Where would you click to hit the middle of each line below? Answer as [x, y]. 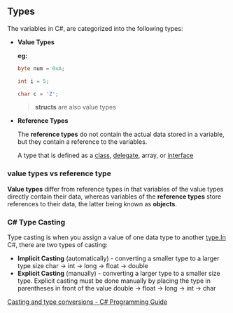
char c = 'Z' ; [38, 94]
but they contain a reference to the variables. [82, 142]
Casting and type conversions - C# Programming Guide [87, 302]
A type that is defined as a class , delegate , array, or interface [105, 155]
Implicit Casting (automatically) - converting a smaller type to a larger [118, 258]
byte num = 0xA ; [41, 68]
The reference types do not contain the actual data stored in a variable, [121, 134]
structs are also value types [76, 107]
